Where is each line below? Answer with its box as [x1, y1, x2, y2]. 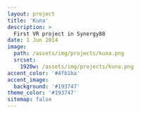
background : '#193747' [13, 83, 80, 90]
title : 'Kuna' [7, 17, 49, 24]
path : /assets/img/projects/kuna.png [13, 50, 125, 57]
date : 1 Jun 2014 [7, 37, 59, 44]
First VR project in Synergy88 [13, 30, 106, 38]
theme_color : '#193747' [7, 89, 78, 96]
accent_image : [7, 76, 49, 84]
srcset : [13, 57, 37, 64]
